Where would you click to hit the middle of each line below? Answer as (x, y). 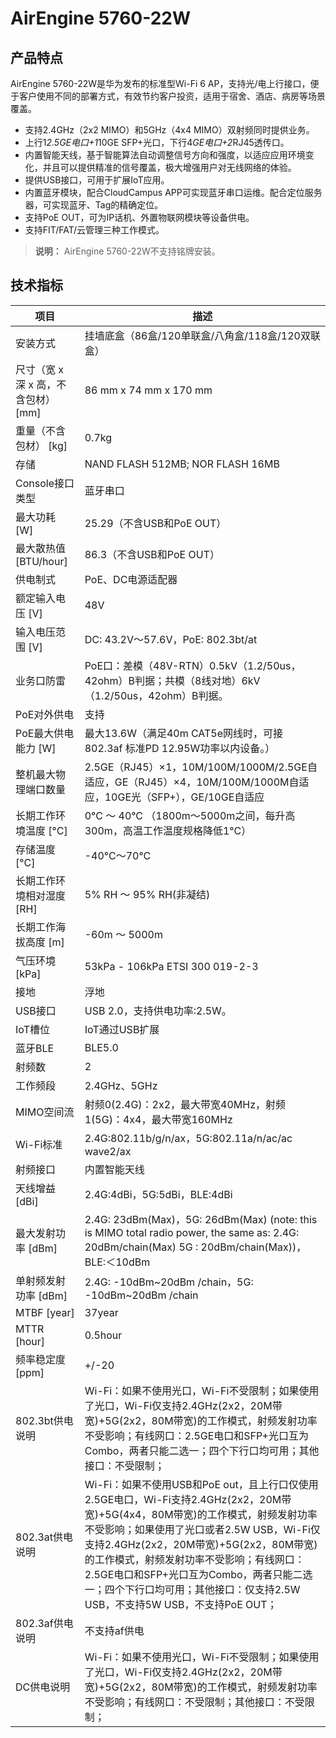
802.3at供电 (44, 1537)
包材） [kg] (41, 445)
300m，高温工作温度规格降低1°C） (168, 830)
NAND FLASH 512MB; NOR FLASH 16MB (182, 464)
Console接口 (45, 483)
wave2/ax (108, 1151)
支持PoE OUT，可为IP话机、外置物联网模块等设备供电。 (139, 217)
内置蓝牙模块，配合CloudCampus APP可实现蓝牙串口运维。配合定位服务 (173, 192)
